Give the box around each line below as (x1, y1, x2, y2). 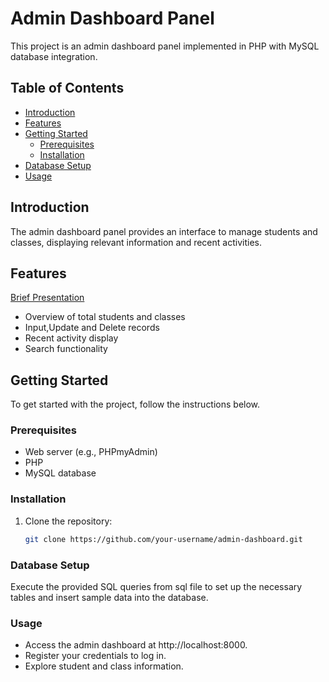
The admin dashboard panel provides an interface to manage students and (10, 225, 318, 237)
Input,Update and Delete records (24, 322, 160, 334)
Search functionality (24, 343, 108, 355)
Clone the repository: (24, 515, 113, 527)
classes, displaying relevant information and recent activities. (10, 236, 262, 248)
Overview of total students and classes (24, 311, 186, 323)
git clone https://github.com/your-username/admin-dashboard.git (24, 534, 303, 544)
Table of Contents (10, 80, 125, 97)
